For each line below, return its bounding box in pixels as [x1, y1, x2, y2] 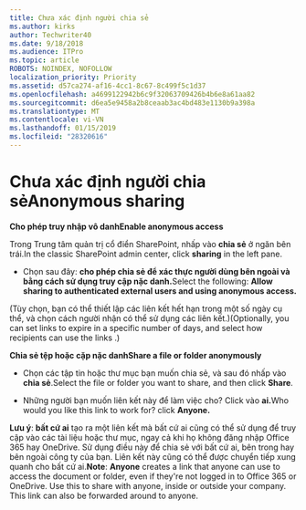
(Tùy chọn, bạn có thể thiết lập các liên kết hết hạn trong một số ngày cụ [9, 303, 283, 314]
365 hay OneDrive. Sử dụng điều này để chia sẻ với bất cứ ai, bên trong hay [9, 442, 295, 453]
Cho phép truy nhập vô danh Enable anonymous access [9, 221, 224, 232]
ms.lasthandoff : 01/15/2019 [9, 124, 117, 133]
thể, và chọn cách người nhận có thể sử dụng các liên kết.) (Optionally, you [9, 312, 290, 324]
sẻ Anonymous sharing [9, 191, 185, 212]
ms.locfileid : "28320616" [9, 132, 108, 141]
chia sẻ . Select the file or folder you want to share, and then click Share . [22, 377, 294, 388]
